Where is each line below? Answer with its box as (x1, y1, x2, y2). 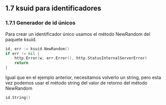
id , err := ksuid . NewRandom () (5, 46, 70, 51)
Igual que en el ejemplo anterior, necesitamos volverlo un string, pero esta (5, 74, 161, 81)
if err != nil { (5, 51, 40, 56)
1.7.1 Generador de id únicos (5, 19, 76, 27)
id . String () (5, 95, 31, 100)
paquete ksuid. (5, 36, 37, 42)
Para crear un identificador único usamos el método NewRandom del (5, 31, 151, 37)
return (14, 61, 29, 66)
